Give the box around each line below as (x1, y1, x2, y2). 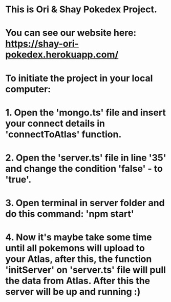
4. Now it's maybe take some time (5, 232, 152, 243)
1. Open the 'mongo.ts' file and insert (5, 107, 166, 118)
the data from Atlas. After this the (5, 275, 151, 287)
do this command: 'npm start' (5, 208, 134, 220)
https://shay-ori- (5, 38, 79, 50)
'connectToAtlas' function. (5, 128, 122, 140)
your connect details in (5, 117, 105, 129)
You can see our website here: (5, 27, 137, 39)
